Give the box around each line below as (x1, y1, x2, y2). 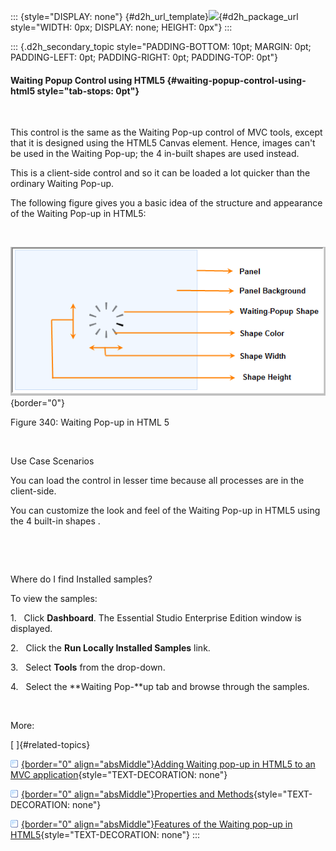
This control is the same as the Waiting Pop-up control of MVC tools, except (10, 126, 323, 139)
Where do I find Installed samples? (10, 573, 153, 585)
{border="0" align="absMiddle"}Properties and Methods (21, 788, 254, 800)
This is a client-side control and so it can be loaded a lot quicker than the (10, 167, 311, 179)
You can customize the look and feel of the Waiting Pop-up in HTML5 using (10, 504, 321, 516)
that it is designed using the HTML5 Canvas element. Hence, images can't (10, 137, 316, 149)
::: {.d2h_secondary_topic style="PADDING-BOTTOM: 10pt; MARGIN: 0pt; (10, 41, 312, 52)
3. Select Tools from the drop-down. (10, 661, 166, 673)
